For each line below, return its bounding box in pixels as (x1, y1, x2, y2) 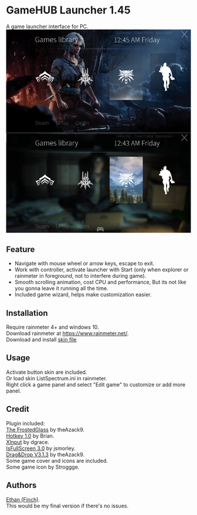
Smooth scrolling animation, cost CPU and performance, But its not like (14, 279, 186, 286)
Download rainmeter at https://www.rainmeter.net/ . (6, 330, 129, 337)
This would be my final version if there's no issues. (6, 502, 129, 509)
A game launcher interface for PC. (6, 23, 89, 30)
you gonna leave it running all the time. (14, 285, 108, 292)
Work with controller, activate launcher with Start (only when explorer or (14, 266, 189, 273)
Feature (6, 244, 35, 254)
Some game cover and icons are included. (6, 457, 108, 464)
